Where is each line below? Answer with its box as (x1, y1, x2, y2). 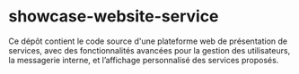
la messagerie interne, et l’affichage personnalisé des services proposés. (8, 54, 279, 65)
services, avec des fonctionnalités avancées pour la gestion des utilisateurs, (8, 45, 291, 55)
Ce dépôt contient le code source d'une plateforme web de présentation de (8, 36, 288, 46)
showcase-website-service (8, 6, 219, 27)
